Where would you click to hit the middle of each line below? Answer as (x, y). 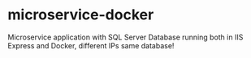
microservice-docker (81, 15)
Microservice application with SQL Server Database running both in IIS (125, 37)
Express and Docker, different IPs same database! (91, 45)
